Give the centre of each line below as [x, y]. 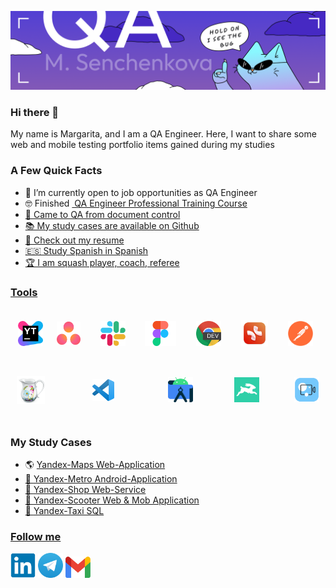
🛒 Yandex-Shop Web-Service [85, 490]
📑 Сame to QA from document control [102, 214]
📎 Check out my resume [74, 240]
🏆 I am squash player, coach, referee [102, 262]
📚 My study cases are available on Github [112, 225]
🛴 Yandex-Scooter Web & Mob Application [112, 500]
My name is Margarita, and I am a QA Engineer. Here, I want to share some [163, 134]
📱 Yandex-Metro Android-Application [101, 479]
